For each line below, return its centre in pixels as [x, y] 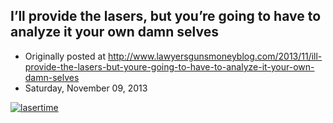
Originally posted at [65, 56]
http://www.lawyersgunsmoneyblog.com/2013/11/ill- [215, 56]
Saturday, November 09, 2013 [86, 88]
